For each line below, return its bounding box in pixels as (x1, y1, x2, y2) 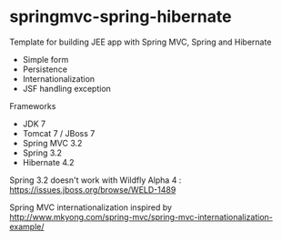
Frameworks (9, 100, 56, 111)
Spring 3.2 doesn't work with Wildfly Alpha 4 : (9, 175, 182, 186)
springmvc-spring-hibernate (9, 6, 232, 27)
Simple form (22, 54, 69, 65)
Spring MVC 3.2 (22, 137, 83, 148)
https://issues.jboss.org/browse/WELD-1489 (9, 184, 176, 195)
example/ (9, 221, 45, 232)
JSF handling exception (22, 83, 112, 94)
